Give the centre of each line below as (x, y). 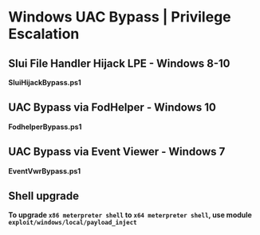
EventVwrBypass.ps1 (45, 170)
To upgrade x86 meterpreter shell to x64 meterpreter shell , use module (130, 215)
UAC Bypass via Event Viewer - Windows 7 (117, 152)
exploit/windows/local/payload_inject (73, 223)
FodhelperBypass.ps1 (45, 127)
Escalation (44, 34)
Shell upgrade (44, 196)
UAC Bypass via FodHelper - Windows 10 (112, 108)
